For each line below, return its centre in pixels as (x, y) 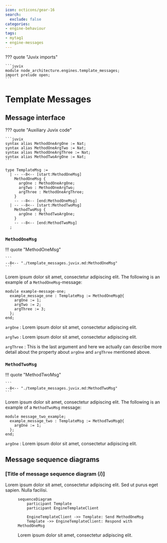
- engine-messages (24, 43)
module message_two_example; (36, 417)
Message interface (35, 118)
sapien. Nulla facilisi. (26, 490)
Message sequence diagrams (52, 459)
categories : (18, 24)
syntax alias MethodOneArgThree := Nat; (48, 152)
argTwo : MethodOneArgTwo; (47, 187)
